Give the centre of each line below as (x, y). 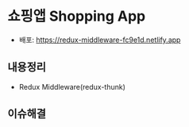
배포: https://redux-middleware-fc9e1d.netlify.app (100, 40)
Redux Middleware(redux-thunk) (72, 87)
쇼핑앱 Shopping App (77, 16)
